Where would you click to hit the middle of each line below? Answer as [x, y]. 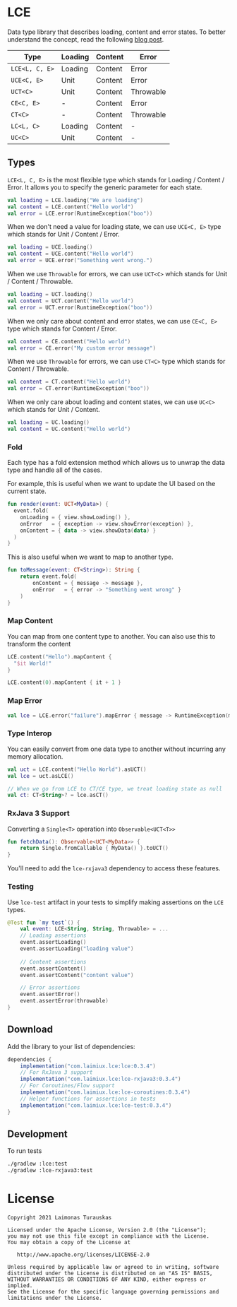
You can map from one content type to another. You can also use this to [112, 636]
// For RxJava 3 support [56, 1072]
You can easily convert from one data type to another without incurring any [116, 749]
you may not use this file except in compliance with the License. [109, 1236]
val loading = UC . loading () [49, 422]
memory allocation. [35, 756]
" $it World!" [33, 663]
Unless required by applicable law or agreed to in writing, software [113, 1267]
